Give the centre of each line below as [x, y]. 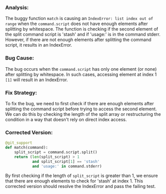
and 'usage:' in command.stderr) [67, 166]
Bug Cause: [20, 58]
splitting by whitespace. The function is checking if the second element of [82, 29]
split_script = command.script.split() [56, 152]
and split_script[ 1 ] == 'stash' [66, 161]
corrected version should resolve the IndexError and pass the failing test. [80, 186]
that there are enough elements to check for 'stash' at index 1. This [74, 181]
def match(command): [27, 148]
